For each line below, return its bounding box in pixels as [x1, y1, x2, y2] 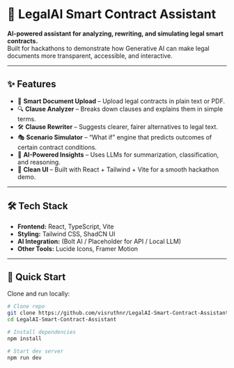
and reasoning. [17, 158, 61, 166]
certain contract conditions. [17, 143, 97, 151]
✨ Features [7, 78, 56, 90]
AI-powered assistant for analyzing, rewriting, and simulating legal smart [7, 29, 224, 38]
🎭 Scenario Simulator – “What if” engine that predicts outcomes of [17, 132, 212, 141]
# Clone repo [7, 303, 45, 310]
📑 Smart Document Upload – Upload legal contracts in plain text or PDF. [17, 97, 225, 105]
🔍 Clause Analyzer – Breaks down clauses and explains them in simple [17, 105, 224, 113]
